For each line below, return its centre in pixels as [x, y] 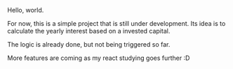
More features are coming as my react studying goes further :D [99, 58]
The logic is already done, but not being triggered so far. [89, 44]
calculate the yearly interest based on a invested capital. [89, 31]
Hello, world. [26, 10]
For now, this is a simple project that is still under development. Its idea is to [116, 23]
